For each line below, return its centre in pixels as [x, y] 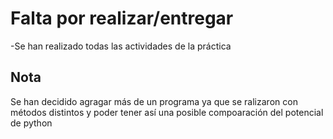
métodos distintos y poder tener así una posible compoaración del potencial [167, 112]
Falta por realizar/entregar [122, 18]
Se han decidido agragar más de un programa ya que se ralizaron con [154, 101]
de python [31, 123]
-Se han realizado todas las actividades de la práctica [121, 46]
